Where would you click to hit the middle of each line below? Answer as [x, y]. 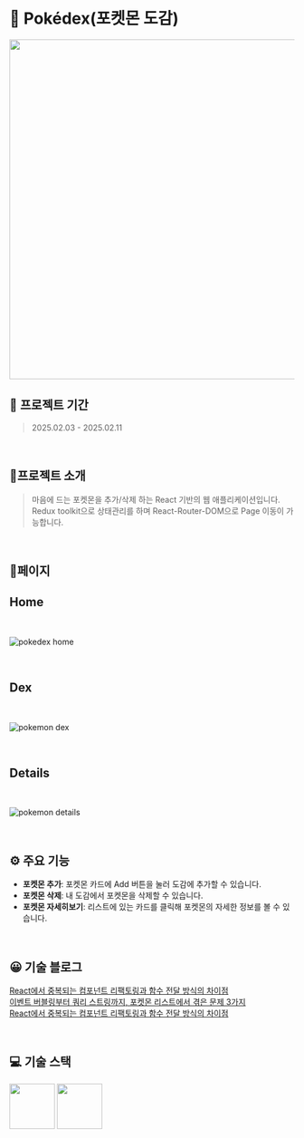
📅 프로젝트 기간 [49, 405]
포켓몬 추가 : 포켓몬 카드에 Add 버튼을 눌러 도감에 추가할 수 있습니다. [142, 884]
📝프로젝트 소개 [47, 476]
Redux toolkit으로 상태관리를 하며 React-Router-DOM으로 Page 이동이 [158, 511]
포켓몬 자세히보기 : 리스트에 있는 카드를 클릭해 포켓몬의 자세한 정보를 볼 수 [151, 907]
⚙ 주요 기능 [40, 860]
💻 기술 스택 [40, 1062]
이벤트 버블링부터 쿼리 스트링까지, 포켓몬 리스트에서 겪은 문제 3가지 [128, 1002]
